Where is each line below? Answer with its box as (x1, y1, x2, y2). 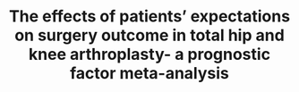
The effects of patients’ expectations (8, 6, 291, 27)
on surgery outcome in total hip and (13, 25, 286, 46)
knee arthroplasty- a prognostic (29, 45, 270, 64)
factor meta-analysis (69, 63, 230, 84)
